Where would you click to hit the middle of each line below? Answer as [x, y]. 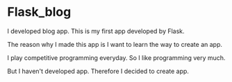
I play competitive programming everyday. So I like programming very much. [116, 58]
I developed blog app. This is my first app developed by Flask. [96, 31]
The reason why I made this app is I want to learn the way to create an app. [115, 44]
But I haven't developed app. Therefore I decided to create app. [98, 71]
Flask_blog [39, 12]
